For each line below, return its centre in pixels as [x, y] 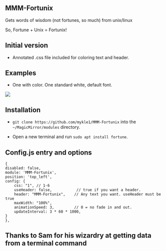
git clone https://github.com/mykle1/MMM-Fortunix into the [74, 122]
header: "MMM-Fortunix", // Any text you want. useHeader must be [88, 194]
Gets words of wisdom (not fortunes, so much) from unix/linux [69, 20]
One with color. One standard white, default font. [62, 85]
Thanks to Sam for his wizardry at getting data [78, 236]
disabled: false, [23, 168]
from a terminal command [46, 243]
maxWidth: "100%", [33, 203]
